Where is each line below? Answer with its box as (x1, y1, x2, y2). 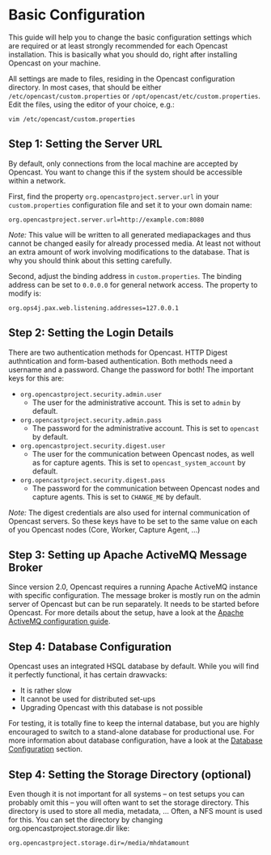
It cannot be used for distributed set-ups (19, 694, 156, 704)
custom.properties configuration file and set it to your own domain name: (8, 200, 252, 209)
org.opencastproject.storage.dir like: (8, 823, 130, 833)
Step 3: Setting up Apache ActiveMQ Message (8, 548, 248, 562)
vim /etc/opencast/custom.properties (8, 115, 136, 123)
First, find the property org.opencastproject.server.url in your (8, 192, 219, 201)
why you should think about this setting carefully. (8, 255, 172, 265)
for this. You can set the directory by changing (8, 815, 163, 824)
